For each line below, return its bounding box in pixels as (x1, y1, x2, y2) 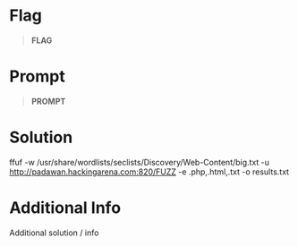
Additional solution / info (9, 227, 99, 238)
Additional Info (9, 198, 122, 217)
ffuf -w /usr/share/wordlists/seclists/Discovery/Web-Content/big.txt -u (9, 157, 270, 167)
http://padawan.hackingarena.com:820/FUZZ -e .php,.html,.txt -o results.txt (9, 166, 289, 177)
